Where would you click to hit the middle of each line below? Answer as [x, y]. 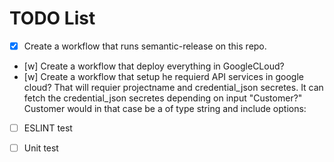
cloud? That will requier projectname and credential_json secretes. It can [173, 87]
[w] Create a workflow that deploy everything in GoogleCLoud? [154, 66]
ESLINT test [48, 128]
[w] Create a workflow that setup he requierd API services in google [163, 76]
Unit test [41, 148]
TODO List [52, 18]
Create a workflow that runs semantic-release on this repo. [145, 46]
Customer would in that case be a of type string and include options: [165, 108]
